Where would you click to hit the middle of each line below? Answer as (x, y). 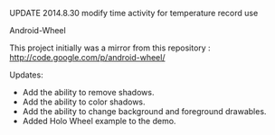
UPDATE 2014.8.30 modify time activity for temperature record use (134, 13)
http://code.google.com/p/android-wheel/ (87, 57)
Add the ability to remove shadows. (88, 92)
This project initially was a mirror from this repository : (110, 48)
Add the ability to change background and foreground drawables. (144, 111)
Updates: (26, 75)
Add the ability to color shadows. (84, 102)
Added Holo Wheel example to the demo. (99, 121)
